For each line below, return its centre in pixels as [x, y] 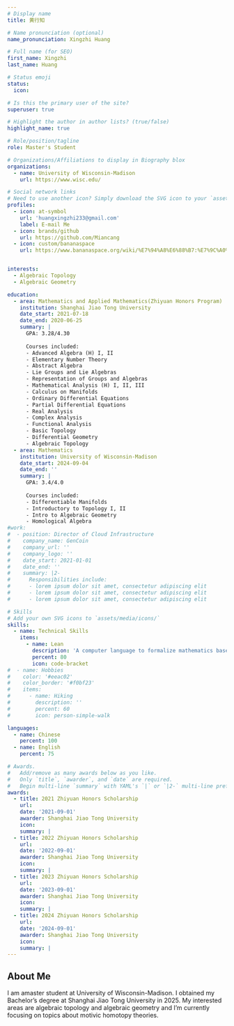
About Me [29, 976]
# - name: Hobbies [36, 670]
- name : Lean [45, 644]
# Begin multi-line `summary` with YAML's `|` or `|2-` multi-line [110, 786]
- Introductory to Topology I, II [76, 508]
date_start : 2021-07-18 [54, 314]
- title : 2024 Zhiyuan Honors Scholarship [76, 916]
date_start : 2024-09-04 [54, 463]
